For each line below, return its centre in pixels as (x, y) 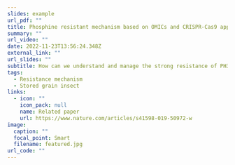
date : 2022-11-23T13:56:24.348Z (54, 46)
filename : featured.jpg (48, 145)
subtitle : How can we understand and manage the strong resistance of (112, 66)
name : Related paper (50, 112)
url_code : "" (26, 151)
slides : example (31, 14)
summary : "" (24, 33)
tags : (15, 72)
